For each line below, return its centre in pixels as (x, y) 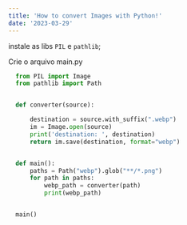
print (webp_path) (73, 193)
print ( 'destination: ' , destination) (92, 134)
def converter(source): (55, 105)
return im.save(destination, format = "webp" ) (105, 142)
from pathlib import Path (59, 84)
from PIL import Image (53, 76)
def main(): (36, 163)
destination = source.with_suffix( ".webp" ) (103, 120)
